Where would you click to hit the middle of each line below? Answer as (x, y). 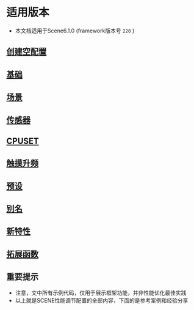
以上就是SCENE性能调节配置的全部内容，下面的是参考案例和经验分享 (102, 300)
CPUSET (23, 141)
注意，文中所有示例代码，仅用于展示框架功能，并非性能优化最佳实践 (101, 293)
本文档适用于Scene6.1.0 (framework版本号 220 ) (75, 31)
